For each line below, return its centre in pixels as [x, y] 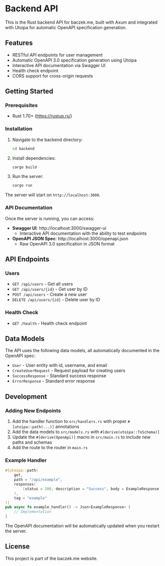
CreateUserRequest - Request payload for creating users [69, 371]
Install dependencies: [34, 158]
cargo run [22, 185]
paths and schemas [32, 442]
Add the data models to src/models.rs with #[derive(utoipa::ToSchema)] [86, 432]
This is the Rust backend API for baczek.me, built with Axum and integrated [82, 22]
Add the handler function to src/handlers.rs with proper [69, 422]
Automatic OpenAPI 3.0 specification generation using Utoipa [74, 60]
